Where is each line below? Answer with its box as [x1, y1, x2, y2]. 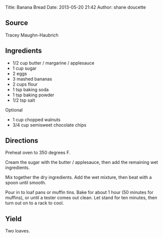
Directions [5, 136, 39, 145]
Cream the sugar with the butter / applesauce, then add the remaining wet [5, 159, 158, 165]
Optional [5, 107, 23, 113]
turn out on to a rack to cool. [5, 200, 64, 206]
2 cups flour [12, 81, 38, 87]
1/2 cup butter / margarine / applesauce [12, 60, 95, 66]
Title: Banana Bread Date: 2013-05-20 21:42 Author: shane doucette [5, 5, 146, 10]
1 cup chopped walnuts [12, 116, 61, 122]
